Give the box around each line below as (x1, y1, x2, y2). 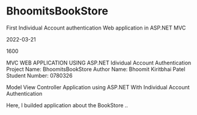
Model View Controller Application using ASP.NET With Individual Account (6, 83, 190, 91)
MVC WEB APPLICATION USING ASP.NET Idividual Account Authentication (6, 59, 192, 66)
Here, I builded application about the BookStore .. (6, 101, 128, 109)
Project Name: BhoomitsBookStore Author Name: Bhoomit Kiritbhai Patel (6, 65, 186, 73)
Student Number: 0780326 (6, 72, 73, 79)
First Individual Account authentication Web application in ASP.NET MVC (6, 24, 186, 31)
